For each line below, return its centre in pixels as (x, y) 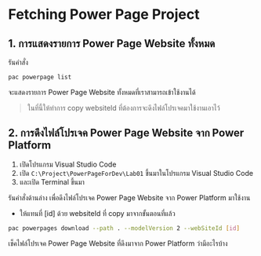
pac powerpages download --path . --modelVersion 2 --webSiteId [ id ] (124, 228)
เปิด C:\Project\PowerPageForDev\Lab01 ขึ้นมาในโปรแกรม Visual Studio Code (136, 173)
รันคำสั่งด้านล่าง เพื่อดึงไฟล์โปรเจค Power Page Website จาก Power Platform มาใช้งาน (129, 197)
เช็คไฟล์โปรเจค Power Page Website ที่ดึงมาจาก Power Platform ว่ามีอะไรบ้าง (118, 243)
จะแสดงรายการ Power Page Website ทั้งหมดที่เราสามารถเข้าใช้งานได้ (102, 92)
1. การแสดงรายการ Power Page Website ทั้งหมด (112, 44)
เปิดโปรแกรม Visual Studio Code (68, 164)
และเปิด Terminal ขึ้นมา (52, 181)
